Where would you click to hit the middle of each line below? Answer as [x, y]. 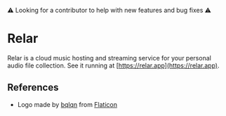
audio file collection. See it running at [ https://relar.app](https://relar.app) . [113, 65]
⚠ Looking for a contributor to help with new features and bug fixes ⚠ [109, 10]
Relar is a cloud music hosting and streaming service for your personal [109, 58]
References [33, 88]
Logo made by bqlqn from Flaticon [67, 104]
